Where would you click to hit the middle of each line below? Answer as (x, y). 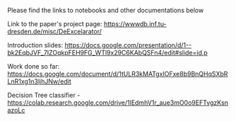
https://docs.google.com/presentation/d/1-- (128, 45)
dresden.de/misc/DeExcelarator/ (55, 31)
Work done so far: (34, 66)
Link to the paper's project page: (55, 24)
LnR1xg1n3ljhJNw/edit (40, 81)
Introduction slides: (35, 45)
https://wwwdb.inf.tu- (135, 24)
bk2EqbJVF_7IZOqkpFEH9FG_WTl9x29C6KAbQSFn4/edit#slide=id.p (108, 53)
